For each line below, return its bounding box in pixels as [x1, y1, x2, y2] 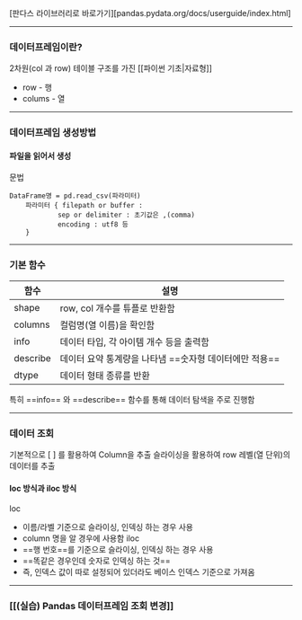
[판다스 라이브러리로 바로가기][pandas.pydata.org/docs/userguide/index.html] [9, 8, 291, 18]
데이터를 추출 [9, 461, 56, 472]
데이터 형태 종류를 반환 [59, 369, 150, 382]
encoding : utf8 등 [57, 220, 129, 229]
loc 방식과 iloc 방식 [9, 483, 77, 493]
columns [13, 318, 50, 331]
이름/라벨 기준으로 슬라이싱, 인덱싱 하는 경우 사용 [22, 522, 193, 533]
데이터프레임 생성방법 [9, 127, 97, 139]
